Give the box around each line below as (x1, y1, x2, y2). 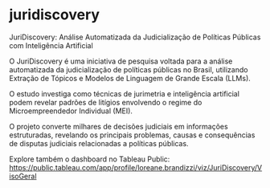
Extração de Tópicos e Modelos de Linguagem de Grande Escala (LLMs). (9, 73, 252, 83)
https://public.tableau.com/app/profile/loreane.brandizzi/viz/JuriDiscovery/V (9, 162, 263, 172)
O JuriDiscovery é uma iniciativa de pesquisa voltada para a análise (9, 56, 233, 66)
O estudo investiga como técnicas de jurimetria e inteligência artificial (9, 88, 240, 98)
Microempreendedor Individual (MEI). (9, 106, 133, 116)
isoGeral (9, 171, 37, 181)
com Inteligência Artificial (9, 40, 93, 50)
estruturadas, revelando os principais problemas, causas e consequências (9, 130, 256, 140)
